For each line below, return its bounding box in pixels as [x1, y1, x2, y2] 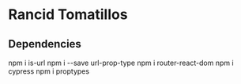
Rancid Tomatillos [8, 6, 128, 24]
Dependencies [8, 37, 81, 51]
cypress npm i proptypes [8, 67, 89, 76]
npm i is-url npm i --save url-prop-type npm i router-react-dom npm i [8, 58, 235, 67]
